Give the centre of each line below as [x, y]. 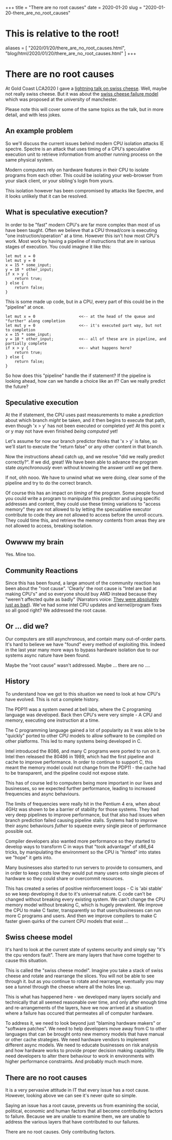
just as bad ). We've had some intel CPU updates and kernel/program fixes [83, 604]
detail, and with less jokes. [33, 115]
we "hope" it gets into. [29, 857]
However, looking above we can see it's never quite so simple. [71, 1096]
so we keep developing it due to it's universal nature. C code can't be [79, 894]
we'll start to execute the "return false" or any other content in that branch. [84, 447]
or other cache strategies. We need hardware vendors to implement [77, 1040]
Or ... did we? [27, 626]
